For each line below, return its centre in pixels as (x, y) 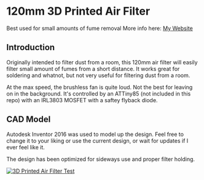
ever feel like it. (25, 147)
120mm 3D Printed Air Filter (78, 11)
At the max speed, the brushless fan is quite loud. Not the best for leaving (100, 87)
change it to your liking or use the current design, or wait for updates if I (97, 141)
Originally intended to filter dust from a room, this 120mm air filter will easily (102, 62)
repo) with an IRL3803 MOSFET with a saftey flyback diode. (82, 100)
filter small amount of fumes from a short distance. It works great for (93, 69)
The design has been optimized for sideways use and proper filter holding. (101, 159)
